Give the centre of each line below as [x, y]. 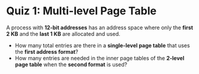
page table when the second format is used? [71, 64]
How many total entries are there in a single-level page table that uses [102, 45]
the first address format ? [46, 51]
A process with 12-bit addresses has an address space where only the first [100, 27]
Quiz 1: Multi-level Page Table [82, 11]
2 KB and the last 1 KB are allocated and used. [64, 33]
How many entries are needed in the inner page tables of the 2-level [99, 58]
